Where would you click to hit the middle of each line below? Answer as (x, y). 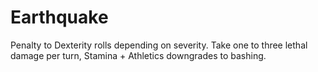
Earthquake (59, 17)
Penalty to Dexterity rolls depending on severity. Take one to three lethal (159, 45)
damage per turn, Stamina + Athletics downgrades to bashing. (138, 55)
